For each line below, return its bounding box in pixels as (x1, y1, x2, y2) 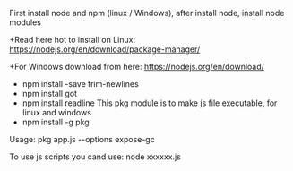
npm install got (22, 89, 78, 98)
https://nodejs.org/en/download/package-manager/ (9, 44, 201, 55)
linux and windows (22, 107, 92, 117)
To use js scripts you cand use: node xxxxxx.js (9, 151, 182, 162)
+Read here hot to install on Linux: (9, 35, 136, 45)
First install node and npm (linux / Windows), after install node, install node (9, 8, 285, 18)
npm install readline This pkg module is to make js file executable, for (22, 98, 278, 108)
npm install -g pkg (22, 116, 90, 127)
